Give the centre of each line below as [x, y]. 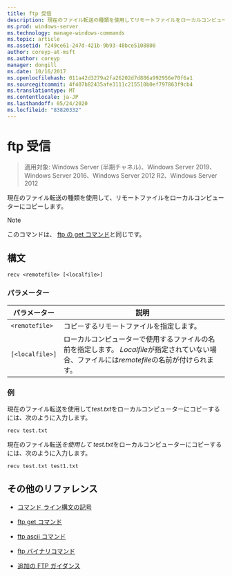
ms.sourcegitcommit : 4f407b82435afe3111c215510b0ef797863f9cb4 [100, 84]
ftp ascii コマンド [41, 536]
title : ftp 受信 [29, 13]
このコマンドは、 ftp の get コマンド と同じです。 [76, 234]
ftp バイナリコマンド [46, 551]
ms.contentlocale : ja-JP [43, 97]
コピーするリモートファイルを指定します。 [132, 326]
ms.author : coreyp [33, 59]
